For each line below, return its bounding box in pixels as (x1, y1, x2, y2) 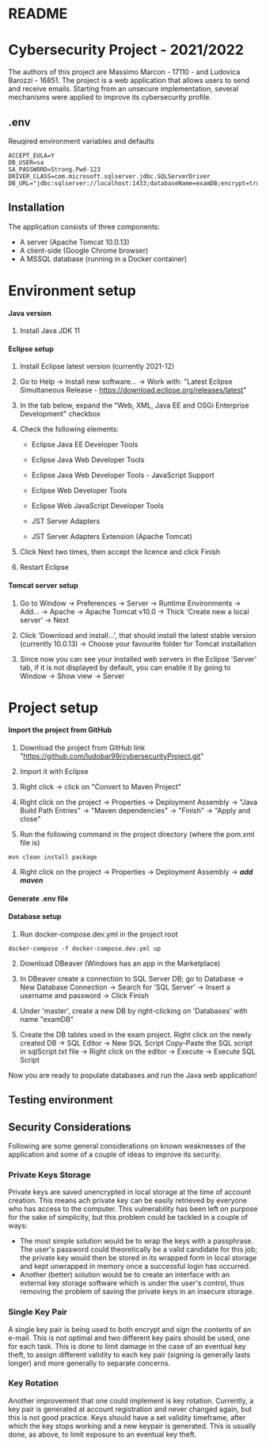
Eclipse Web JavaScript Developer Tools (31, 501, 164, 511)
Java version (8, 308, 51, 317)
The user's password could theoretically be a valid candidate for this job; (19, 1244, 258, 1255)
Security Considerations (8, 1120, 132, 1134)
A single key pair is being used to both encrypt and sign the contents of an (8, 1324, 252, 1334)
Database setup (8, 912, 62, 921)
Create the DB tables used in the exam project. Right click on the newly (19, 1030, 252, 1039)
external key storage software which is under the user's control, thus (19, 1278, 245, 1288)
